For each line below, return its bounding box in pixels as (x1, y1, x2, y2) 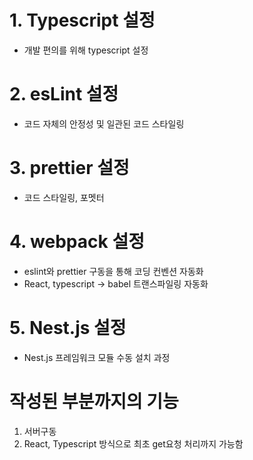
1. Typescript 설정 (9, 9, 156, 32)
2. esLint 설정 (9, 83, 119, 106)
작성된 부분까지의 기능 (9, 390, 179, 413)
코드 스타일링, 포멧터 (23, 191, 105, 203)
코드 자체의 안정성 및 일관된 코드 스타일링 (23, 117, 185, 130)
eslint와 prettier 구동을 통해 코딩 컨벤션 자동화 (23, 265, 204, 277)
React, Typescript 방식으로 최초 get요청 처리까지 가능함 (23, 437, 244, 450)
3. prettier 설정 (9, 157, 130, 180)
